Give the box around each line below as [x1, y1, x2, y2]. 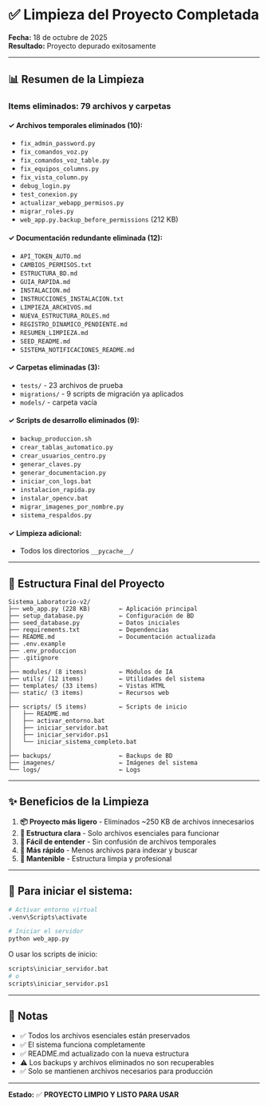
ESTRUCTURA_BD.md [19, 270, 78, 277]
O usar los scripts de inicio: [8, 949, 98, 959]
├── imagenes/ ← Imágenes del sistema [8, 759, 198, 767]
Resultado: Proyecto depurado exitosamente [8, 41, 156, 50]
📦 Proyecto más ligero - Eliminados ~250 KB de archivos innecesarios [19, 817, 254, 826]
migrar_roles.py [19, 208, 74, 216]
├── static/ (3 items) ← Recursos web [8, 689, 170, 697]
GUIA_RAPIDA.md [19, 277, 71, 285]
